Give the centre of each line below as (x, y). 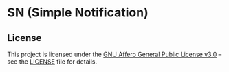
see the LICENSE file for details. (52, 62)
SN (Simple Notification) (78, 13)
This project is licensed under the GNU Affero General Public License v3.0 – (115, 54)
